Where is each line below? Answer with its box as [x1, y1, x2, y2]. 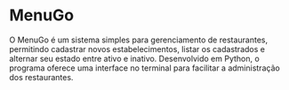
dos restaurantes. [9, 71, 74, 82]
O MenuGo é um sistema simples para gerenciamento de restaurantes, [9, 34, 269, 45]
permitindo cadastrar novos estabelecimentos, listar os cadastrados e [9, 43, 265, 54]
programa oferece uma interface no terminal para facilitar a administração [9, 63, 280, 73]
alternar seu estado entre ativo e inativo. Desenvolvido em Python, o [9, 53, 260, 64]
